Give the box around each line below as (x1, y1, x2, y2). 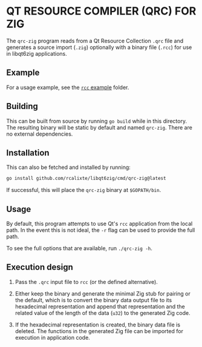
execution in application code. (15, 334, 91, 341)
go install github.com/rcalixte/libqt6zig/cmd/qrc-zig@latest (6, 176, 166, 182)
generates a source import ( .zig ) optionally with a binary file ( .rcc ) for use (6, 44, 192, 51)
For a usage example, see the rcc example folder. (6, 84, 129, 91)
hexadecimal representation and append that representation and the (15, 303, 186, 310)
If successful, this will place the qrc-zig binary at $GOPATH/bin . (6, 187, 161, 194)
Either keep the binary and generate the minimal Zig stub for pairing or (15, 289, 191, 297)
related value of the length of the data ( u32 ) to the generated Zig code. (15, 309, 191, 316)
